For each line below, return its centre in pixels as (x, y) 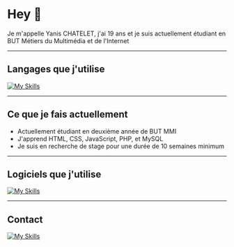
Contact (25, 220)
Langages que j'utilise (56, 69)
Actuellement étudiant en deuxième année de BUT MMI (97, 131)
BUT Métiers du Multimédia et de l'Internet (68, 40)
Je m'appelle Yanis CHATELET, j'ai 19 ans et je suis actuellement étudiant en (117, 33)
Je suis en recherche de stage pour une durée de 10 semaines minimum (121, 146)
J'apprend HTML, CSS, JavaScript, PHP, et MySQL (90, 138)
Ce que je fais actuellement (68, 114)
